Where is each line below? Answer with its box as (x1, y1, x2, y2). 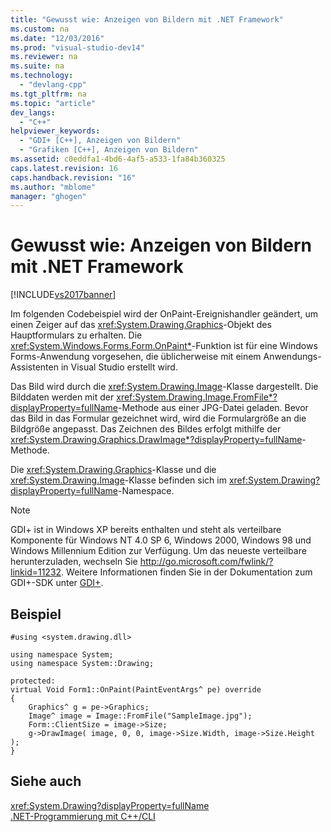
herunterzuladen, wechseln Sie (10, 556, 138, 568)
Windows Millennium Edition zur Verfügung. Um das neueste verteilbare (10, 545, 307, 557)
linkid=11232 (10, 566, 62, 578)
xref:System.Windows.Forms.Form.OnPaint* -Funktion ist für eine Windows (10, 340, 318, 352)
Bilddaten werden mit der (10, 391, 115, 403)
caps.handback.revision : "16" (10, 172, 137, 183)
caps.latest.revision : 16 (10, 163, 118, 173)
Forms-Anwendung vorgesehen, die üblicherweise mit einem (10, 351, 262, 363)
